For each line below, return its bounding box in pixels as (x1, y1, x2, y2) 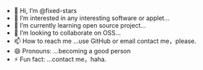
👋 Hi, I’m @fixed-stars (13, 7, 77, 15)
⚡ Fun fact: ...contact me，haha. (13, 55, 107, 63)
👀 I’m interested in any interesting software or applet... (13, 14, 170, 22)
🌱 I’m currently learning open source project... (13, 21, 146, 29)
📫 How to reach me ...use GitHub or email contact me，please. (13, 37, 197, 45)
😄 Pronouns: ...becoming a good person (13, 47, 131, 55)
